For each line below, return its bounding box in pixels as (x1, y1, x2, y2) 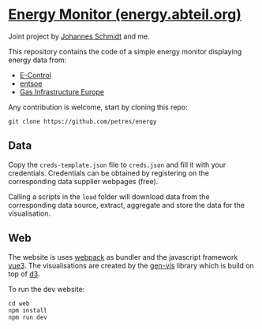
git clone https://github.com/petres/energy (8, 117, 157, 125)
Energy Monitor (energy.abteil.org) (8, 6, 242, 24)
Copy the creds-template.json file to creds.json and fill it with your (8, 160, 226, 169)
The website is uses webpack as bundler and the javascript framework (8, 252, 238, 261)
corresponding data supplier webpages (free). (8, 176, 159, 186)
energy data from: (8, 55, 67, 65)
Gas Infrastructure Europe (19, 87, 105, 96)
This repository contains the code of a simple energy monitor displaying (8, 46, 242, 56)
